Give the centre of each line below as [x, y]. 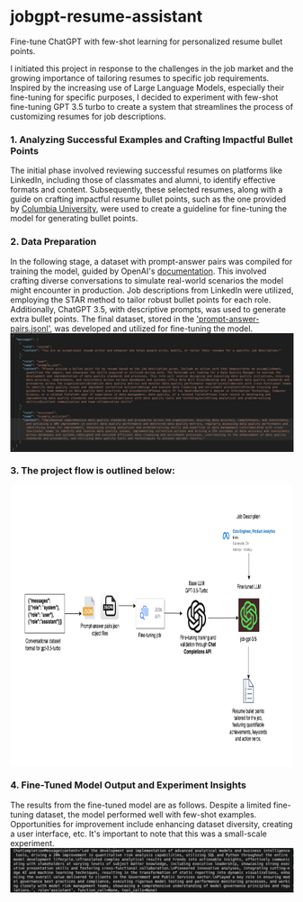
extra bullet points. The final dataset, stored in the [102, 319]
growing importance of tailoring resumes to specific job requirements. [140, 77]
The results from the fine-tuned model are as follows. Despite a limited [141, 805]
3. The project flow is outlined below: [93, 471]
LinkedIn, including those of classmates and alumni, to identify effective [143, 180]
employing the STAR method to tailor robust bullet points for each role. [141, 300]
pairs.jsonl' [30, 328]
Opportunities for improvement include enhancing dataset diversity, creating [151, 824]
